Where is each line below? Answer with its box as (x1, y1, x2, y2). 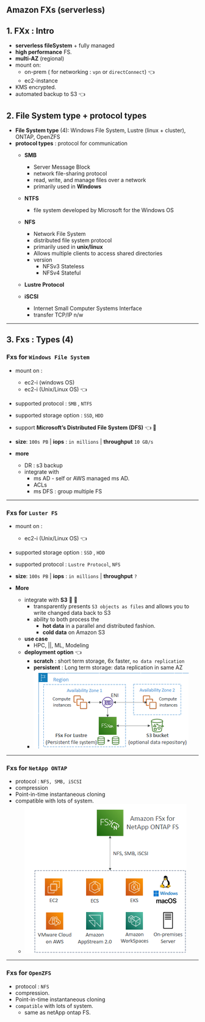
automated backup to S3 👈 (15, 90, 85, 98)
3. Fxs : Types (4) (6, 334, 74, 345)
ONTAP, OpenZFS (15, 133, 60, 141)
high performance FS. (15, 48, 72, 56)
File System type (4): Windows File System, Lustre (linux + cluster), (15, 127, 186, 134)
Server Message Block (33, 163, 90, 171)
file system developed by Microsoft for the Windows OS (33, 207, 174, 214)
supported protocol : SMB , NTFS (15, 400, 93, 407)
